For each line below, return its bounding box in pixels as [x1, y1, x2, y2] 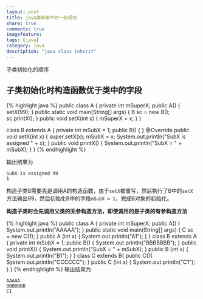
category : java [6, 43, 45, 49]
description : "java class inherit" [6, 49, 97, 55]
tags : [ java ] [6, 37, 40, 43]
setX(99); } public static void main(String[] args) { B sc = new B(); [6, 108, 170, 115]
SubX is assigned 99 [6, 170, 59, 176]
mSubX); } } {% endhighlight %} [6, 146, 86, 153]
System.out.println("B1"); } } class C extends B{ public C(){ [6, 252, 153, 259]
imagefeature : [6, 32, 43, 38]
